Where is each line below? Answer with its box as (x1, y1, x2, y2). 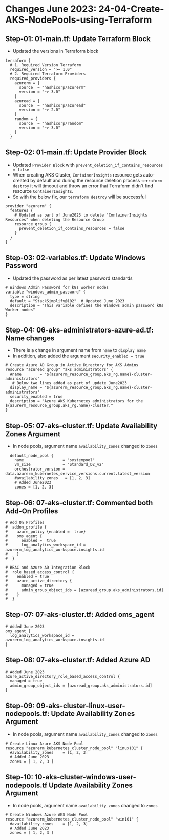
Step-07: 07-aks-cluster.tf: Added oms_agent (5, 610, 155, 619)
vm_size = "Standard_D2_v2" (14, 462, 104, 467)
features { (10, 208, 33, 213)
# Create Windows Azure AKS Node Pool (5, 812, 88, 817)
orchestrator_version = (14, 466, 66, 472)
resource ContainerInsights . (12, 188, 73, 194)
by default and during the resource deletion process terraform (30, 177, 162, 183)
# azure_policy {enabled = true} (5, 529, 86, 534)
